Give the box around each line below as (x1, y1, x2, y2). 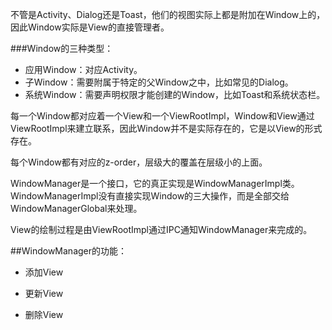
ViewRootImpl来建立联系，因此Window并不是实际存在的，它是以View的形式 (10, 123, 323, 134)
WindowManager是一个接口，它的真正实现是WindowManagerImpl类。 (10, 178, 300, 189)
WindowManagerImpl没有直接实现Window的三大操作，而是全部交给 (10, 190, 290, 202)
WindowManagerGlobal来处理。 (10, 203, 143, 214)
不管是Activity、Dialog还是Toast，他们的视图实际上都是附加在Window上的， (10, 9, 326, 20)
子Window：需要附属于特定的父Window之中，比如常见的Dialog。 (24, 76, 294, 88)
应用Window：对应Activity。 (24, 64, 143, 75)
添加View (24, 266, 64, 278)
